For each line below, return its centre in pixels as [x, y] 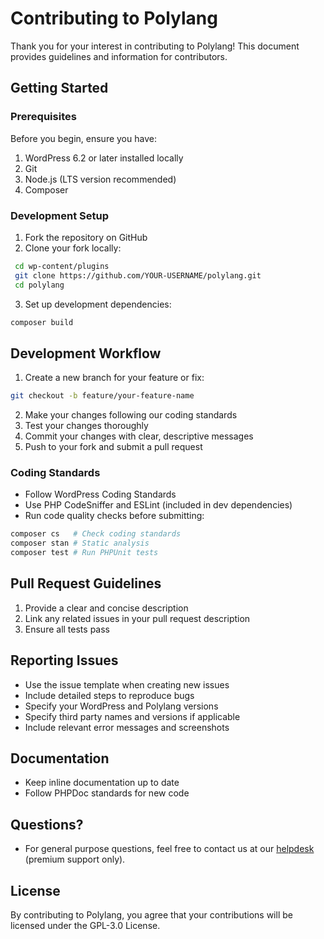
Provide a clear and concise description [106, 608]
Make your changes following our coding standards [131, 415]
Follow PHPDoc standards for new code [107, 793]
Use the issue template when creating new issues [127, 684]
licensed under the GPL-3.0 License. [85, 926]
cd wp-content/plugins [62, 266]
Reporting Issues [64, 660]
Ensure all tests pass [67, 629]
